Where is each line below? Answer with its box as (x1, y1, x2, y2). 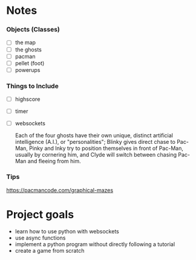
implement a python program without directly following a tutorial (15, 240, 175, 248)
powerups (15, 66, 41, 73)
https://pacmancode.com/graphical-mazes (6, 186, 114, 193)
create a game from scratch (15, 247, 85, 254)
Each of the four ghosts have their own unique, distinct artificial (15, 132, 174, 139)
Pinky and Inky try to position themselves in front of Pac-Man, (29, 145, 183, 152)
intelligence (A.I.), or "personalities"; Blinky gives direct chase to (15, 138, 175, 146)
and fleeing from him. (27, 158, 82, 165)
